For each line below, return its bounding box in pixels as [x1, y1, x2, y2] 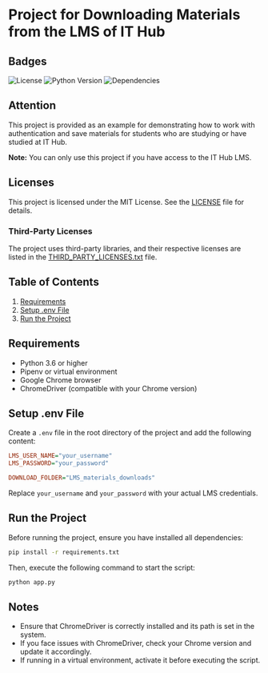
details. [8, 206, 33, 215]
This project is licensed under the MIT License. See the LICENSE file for [8, 197, 245, 206]
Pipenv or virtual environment [19, 367, 118, 376]
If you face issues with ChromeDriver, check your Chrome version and [19, 639, 252, 648]
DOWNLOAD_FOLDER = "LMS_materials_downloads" [8, 474, 156, 482]
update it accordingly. [19, 647, 92, 657]
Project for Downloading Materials [8, 6, 241, 24]
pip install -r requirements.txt [8, 548, 120, 556]
